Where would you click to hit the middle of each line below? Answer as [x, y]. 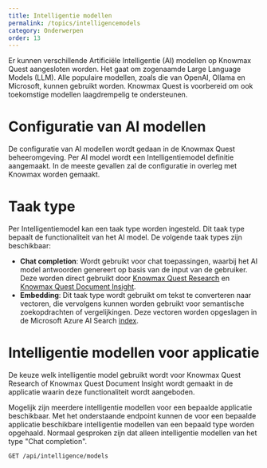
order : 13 [25, 38]
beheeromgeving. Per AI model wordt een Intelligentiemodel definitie [121, 157]
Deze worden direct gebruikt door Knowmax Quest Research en [125, 278]
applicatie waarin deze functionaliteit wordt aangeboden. [102, 392]
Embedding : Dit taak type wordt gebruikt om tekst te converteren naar [135, 295]
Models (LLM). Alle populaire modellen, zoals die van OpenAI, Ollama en [127, 77]
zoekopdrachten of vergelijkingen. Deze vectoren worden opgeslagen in [138, 312]
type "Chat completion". [48, 442]
